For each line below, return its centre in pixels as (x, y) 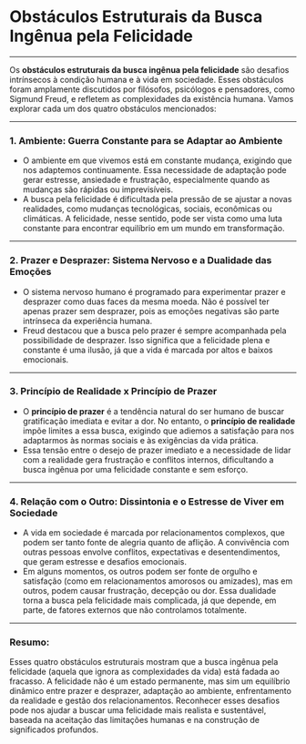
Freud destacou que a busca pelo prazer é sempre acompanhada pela (154, 331)
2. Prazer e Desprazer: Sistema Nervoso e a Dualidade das (141, 260)
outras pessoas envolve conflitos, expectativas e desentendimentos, (151, 552)
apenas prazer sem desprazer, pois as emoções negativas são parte (151, 311)
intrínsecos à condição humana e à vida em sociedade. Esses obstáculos (147, 79)
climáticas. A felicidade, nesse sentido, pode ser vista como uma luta (152, 219)
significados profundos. (54, 729)
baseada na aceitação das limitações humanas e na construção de (134, 720)
